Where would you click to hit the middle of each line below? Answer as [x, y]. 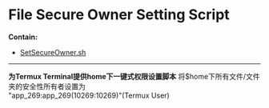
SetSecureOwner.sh [53, 52]
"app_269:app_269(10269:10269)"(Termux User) [89, 95]
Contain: [23, 37]
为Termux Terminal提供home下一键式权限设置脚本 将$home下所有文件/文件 [134, 76]
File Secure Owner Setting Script [119, 15]
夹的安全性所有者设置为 [47, 86]
